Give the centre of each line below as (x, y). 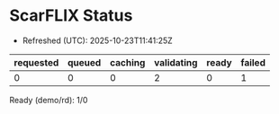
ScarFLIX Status (71, 16)
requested (36, 62)
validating (176, 62)
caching (127, 62)
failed (253, 62)
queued (84, 62)
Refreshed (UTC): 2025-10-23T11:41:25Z (97, 40)
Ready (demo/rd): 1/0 (49, 100)
